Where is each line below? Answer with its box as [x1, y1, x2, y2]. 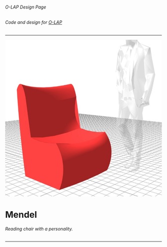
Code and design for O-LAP [5, 19, 62, 25]
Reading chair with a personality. [5, 226, 73, 232]
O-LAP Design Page [5, 4, 46, 10]
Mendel [5, 209, 37, 220]
